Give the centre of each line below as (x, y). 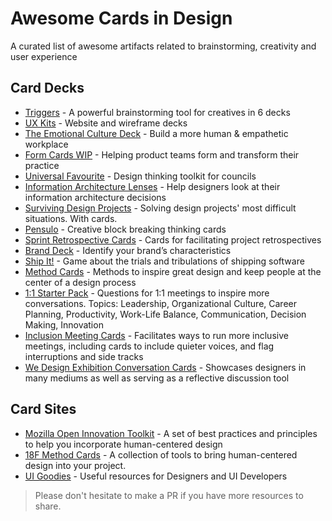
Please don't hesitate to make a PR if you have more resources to (169, 495)
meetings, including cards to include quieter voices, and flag (149, 346)
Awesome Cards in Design (121, 18)
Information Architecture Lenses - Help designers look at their (152, 186)
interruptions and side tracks (84, 356)
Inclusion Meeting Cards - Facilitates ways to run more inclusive (156, 335)
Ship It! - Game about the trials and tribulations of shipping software (164, 261)
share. (48, 506)
